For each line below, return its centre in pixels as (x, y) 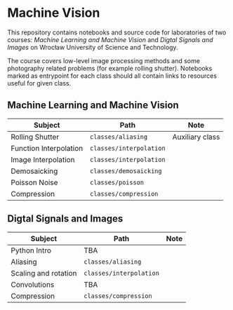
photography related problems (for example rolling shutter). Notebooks (110, 68)
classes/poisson (117, 182)
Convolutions (33, 284)
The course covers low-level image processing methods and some (104, 60)
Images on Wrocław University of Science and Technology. (93, 47)
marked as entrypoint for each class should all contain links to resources (112, 76)
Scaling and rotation (44, 273)
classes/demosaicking (126, 171)
